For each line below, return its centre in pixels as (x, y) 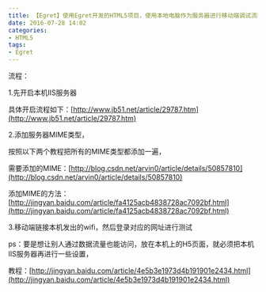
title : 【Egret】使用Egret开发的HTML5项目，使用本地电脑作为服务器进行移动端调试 (130, 15)
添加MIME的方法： (38, 193)
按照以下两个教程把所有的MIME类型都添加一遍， (87, 152)
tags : (17, 45)
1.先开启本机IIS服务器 (43, 93)
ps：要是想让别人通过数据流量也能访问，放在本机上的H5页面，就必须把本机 (131, 244)
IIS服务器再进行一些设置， (51, 254)
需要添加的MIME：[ (40, 168)
